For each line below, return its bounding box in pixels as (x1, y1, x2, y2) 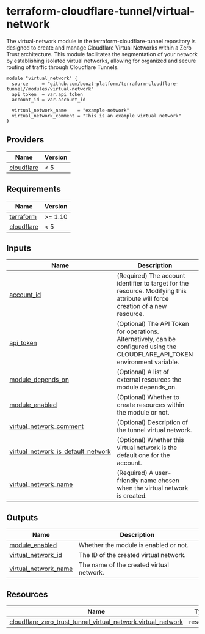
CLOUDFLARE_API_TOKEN (117, 350, 193, 359)
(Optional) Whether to (117, 393, 180, 402)
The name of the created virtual (78, 561, 170, 569)
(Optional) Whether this (117, 436, 184, 444)
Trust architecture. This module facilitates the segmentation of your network (6, 50, 198, 57)
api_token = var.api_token (12, 91, 84, 97)
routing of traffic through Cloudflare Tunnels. (6, 63, 119, 71)
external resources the (117, 375, 182, 384)
